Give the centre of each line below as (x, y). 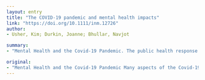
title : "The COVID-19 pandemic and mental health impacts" (83, 18)
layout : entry (24, 12)
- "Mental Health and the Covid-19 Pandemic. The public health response (102, 51)
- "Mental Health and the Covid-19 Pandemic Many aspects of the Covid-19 (103, 67)
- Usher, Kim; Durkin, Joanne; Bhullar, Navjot (68, 35)
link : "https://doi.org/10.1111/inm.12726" (63, 23)
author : (16, 29)
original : (19, 62)
